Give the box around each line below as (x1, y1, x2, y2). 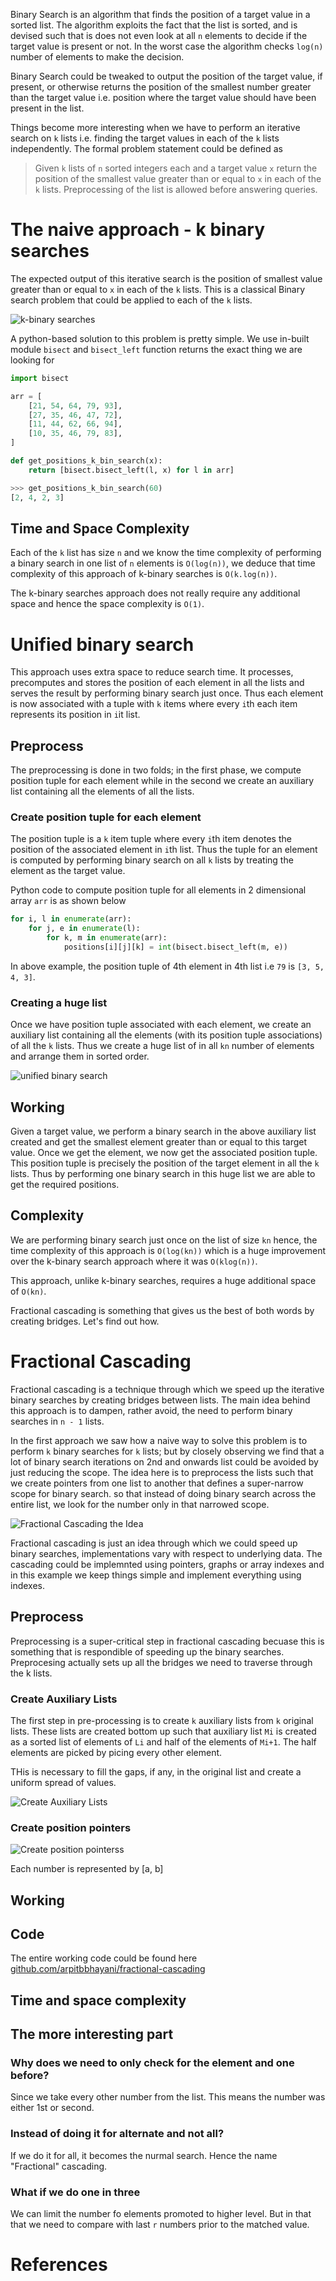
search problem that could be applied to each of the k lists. (10, 294, 253, 306)
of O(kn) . (10, 1285, 47, 1297)
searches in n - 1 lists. (10, 1415, 105, 1427)
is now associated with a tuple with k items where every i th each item (10, 698, 298, 710)
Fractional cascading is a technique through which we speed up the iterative (10, 1383, 325, 1395)
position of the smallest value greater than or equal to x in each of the (34, 173, 322, 184)
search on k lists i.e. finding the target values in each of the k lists (10, 132, 280, 144)
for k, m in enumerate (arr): (46, 933, 168, 943)
